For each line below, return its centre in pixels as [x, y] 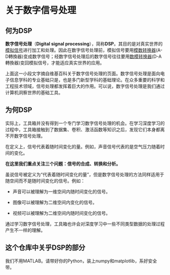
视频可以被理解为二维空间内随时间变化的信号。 [61, 213]
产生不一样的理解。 [25, 230]
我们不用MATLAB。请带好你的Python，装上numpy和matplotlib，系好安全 [81, 261]
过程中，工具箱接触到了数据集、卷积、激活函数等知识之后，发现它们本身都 [83, 129]
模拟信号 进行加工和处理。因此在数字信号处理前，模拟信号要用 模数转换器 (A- [84, 50]
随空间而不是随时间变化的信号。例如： [45, 181]
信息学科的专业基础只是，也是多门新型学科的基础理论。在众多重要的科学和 [87, 80]
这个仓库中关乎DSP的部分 [45, 248]
